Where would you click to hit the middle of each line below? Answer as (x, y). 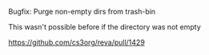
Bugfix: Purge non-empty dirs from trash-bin (82, 12)
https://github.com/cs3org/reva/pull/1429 (77, 42)
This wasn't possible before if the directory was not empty (105, 27)
